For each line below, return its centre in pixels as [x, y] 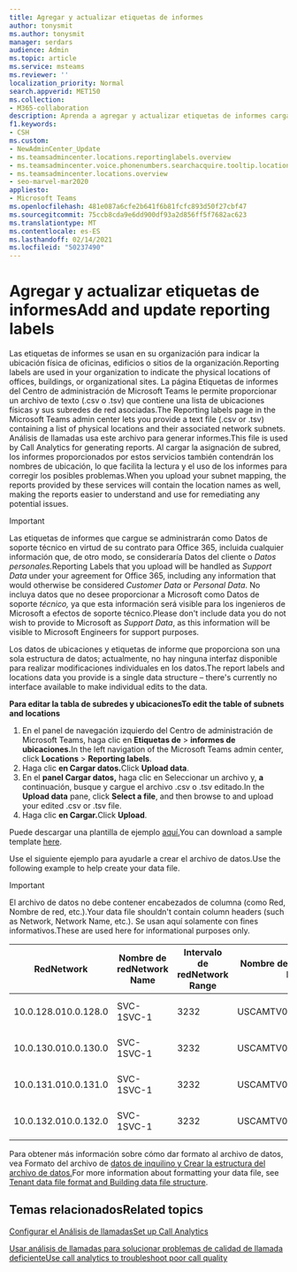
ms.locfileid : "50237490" [57, 248]
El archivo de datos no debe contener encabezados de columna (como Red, [147, 902]
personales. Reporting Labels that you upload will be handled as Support [141, 566]
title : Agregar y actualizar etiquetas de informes [106, 17]
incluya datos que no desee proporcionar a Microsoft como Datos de [134, 594]
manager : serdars [41, 42]
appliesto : [29, 190]
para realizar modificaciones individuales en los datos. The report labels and [147, 668]
